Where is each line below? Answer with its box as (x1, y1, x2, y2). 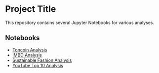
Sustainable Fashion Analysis (12, 57, 72, 63)
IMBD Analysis (12, 52, 42, 58)
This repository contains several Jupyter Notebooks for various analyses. (5, 20, 155, 25)
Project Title (5, 3, 56, 15)
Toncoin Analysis (12, 47, 47, 52)
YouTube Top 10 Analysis (12, 62, 63, 68)
